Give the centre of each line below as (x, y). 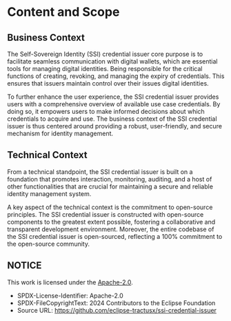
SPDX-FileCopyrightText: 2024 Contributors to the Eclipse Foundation (116, 303)
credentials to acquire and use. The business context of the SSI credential (112, 119)
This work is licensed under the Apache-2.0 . (70, 282)
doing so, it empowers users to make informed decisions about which (106, 111)
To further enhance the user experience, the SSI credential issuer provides (113, 97)
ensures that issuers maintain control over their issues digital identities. (108, 83)
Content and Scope (63, 12)
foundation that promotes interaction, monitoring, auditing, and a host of (110, 179)
